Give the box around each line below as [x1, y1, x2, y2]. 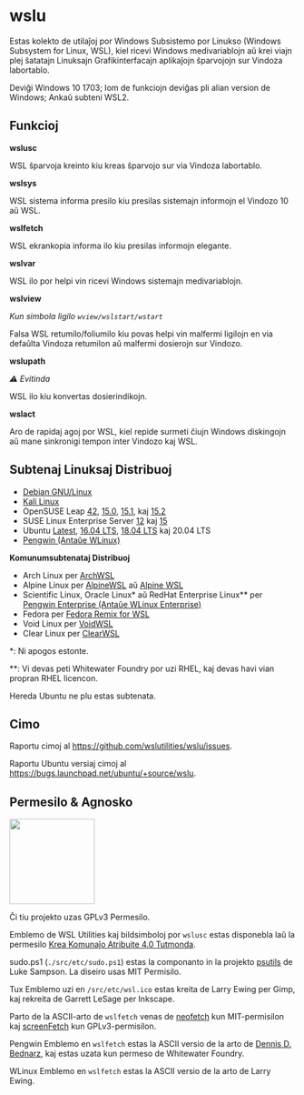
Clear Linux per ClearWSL [22, 628, 120, 638]
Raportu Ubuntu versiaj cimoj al [9, 758, 127, 769]
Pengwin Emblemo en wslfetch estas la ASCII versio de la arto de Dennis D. [9, 1039, 292, 1050]
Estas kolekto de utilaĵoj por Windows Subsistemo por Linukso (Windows [9, 35, 281, 46]
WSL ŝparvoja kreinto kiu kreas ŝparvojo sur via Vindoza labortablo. [9, 160, 263, 171]
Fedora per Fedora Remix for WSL [22, 608, 150, 619]
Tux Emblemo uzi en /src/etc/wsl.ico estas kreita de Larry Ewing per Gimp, [9, 984, 296, 995]
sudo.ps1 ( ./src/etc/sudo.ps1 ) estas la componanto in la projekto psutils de [9, 957, 293, 968]
